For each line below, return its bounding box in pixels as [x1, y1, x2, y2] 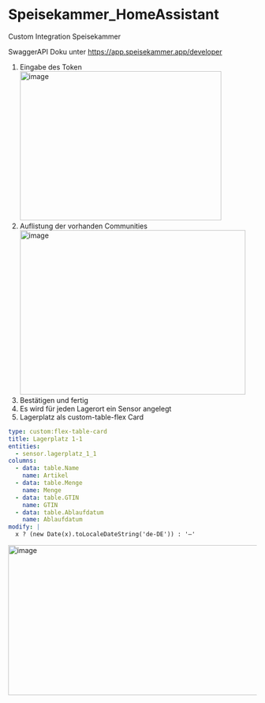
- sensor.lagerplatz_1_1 [15, 449, 97, 457]
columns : [8, 457, 37, 465]
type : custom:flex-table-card [8, 427, 108, 435]
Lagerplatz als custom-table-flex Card [19, 412, 144, 422]
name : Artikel [22, 472, 69, 479]
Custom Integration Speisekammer [8, 32, 121, 41]
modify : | [8, 523, 41, 531]
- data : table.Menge [15, 479, 83, 487]
